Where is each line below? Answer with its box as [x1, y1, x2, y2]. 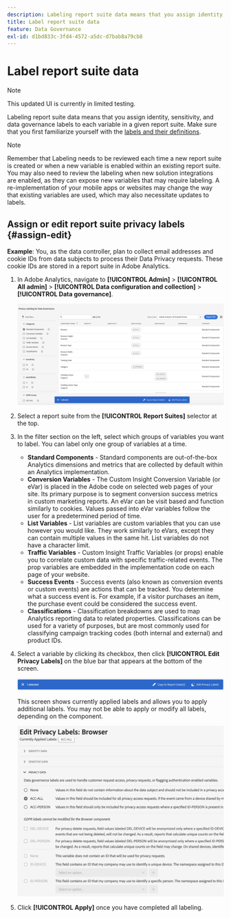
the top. [16, 419, 40, 427]
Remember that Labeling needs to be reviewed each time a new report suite [7, 154, 222, 163]
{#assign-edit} [7, 229, 72, 241]
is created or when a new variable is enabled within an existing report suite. [7, 162, 221, 170]
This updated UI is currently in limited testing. [7, 100, 136, 108]
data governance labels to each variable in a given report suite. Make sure [7, 121, 217, 129]
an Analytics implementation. [27, 468, 110, 476]
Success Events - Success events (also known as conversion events [27, 578, 223, 586]
